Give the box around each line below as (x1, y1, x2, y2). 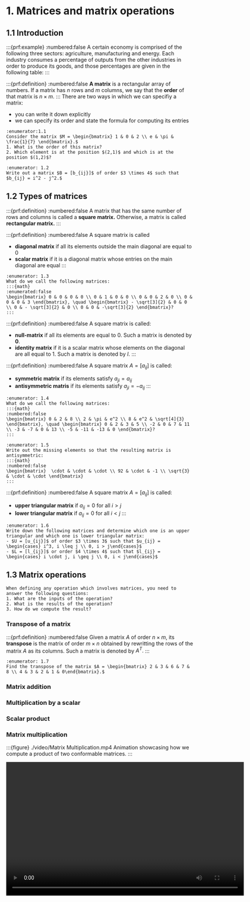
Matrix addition (6, 683, 52, 691)
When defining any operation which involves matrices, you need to (6, 585, 177, 591)
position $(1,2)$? (6, 154, 52, 160)
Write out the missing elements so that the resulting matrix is (6, 447, 171, 454)
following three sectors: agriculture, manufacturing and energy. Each (6, 50, 175, 57)
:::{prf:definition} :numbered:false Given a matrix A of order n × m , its (6, 634, 175, 641)
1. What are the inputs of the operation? (6, 596, 113, 602)
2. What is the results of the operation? (6, 601, 113, 607)
